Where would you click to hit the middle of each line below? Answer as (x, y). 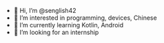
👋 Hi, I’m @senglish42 (45, 11)
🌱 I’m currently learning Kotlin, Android (69, 25)
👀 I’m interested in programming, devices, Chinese (85, 18)
